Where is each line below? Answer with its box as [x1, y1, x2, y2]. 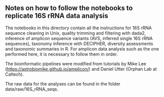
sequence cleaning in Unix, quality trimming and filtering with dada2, [5, 30, 146, 36]
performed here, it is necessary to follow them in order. [5, 51, 118, 57]
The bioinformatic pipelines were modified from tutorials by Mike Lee [5, 60, 147, 66]
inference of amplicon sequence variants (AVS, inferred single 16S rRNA [5, 35, 153, 41]
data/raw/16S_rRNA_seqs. [5, 86, 59, 92]
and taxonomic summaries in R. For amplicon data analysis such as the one [5, 46, 159, 51]
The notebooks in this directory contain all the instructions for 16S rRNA [5, 25, 152, 31]
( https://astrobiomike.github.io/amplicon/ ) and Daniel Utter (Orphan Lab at [5, 66, 157, 72]
